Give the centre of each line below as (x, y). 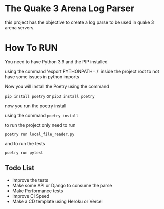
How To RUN (32, 48)
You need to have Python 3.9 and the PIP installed (57, 62)
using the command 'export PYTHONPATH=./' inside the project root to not (82, 71)
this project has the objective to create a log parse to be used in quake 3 (80, 22)
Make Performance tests (38, 191)
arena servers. (20, 27)
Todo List (20, 168)
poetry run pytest (24, 153)
